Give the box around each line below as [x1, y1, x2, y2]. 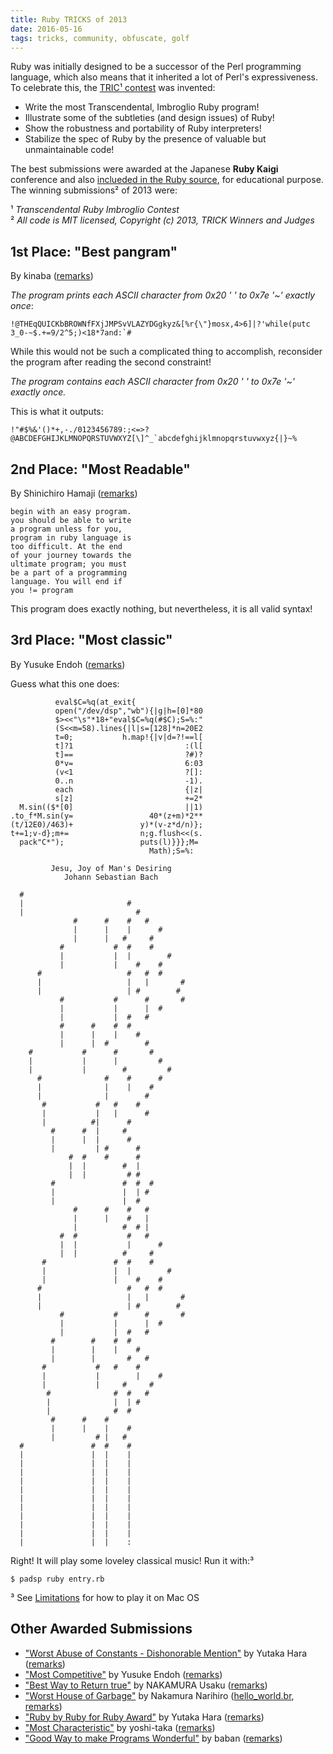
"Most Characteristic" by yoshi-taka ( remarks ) [24, 1721, 216, 1733]
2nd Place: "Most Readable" [10, 461, 191, 478]
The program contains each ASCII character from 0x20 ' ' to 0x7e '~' [10, 376, 295, 388]
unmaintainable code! [24, 144, 115, 156]
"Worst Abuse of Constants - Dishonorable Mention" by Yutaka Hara [24, 1647, 308, 1659]
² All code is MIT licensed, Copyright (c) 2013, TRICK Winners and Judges [10, 214, 315, 226]
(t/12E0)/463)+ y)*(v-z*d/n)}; [10, 819, 203, 830]
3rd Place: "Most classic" [10, 632, 173, 649]
